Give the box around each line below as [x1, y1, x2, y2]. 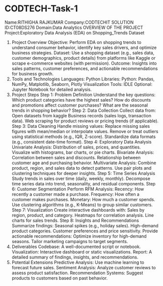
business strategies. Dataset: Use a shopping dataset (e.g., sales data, [11, 50, 155, 56]
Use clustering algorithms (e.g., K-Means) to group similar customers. [11, 202, 153, 208]
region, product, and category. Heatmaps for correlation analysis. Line [11, 212, 154, 218]
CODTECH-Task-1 [4, 3, 78, 14]
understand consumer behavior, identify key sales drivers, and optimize [11, 44, 157, 50]
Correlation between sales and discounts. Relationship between [11, 154, 141, 160]
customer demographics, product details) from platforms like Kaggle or [11, 55, 156, 61]
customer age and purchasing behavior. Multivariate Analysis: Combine [11, 160, 157, 166]
